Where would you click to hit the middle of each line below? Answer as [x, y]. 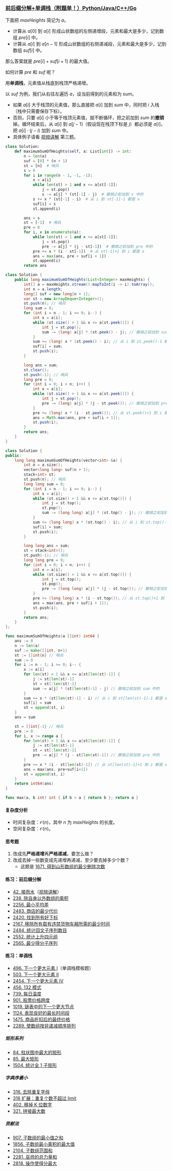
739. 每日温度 [27, 994]
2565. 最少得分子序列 [35, 943]
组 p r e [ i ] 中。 [26, 37]
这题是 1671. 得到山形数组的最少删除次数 [63, 867]
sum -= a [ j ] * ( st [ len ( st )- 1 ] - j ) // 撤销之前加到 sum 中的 [96, 688]
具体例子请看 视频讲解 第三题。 [45, 137]
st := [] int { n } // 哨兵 [39, 655]
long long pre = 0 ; [45, 560]
